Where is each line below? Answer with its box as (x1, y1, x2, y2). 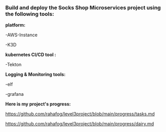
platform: (5, 22, 26, 28)
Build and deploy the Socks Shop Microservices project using (5, 4, 161, 11)
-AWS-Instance (5, 32, 38, 38)
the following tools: (5, 10, 55, 17)
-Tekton (5, 62, 22, 68)
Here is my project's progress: (5, 101, 71, 107)
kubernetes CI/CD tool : (5, 51, 56, 58)
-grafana (5, 91, 24, 97)
